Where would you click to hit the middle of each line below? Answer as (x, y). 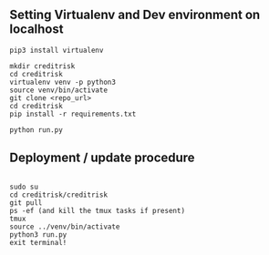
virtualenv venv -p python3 (63, 82)
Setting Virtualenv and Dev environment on (135, 15)
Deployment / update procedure (102, 158)
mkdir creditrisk (42, 66)
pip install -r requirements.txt (73, 114)
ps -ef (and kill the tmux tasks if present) (97, 210)
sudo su (24, 187)
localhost (36, 30)
